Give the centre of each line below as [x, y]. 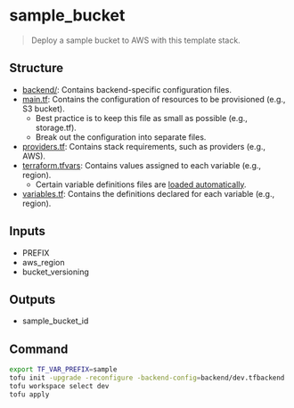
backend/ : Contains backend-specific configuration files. [127, 89]
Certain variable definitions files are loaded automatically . [141, 184]
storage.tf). [56, 127]
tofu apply [29, 394]
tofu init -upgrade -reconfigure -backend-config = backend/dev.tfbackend [147, 378]
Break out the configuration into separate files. [121, 137]
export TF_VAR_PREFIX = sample [63, 370]
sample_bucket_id [55, 321]
